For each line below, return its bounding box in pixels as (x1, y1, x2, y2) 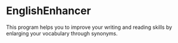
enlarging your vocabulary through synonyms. (6, 29, 118, 37)
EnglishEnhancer (6, 4, 91, 18)
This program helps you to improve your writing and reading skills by (6, 24, 172, 31)
